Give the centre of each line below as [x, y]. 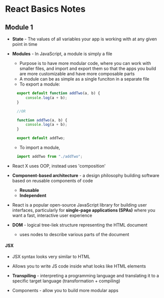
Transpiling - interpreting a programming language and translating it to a [85, 276]
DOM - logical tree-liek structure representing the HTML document [80, 225]
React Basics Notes [45, 9]
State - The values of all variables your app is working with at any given [84, 39]
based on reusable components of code [52, 180]
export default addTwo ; [41, 138]
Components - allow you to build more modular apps [65, 291]
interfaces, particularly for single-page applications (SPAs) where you [84, 210]
